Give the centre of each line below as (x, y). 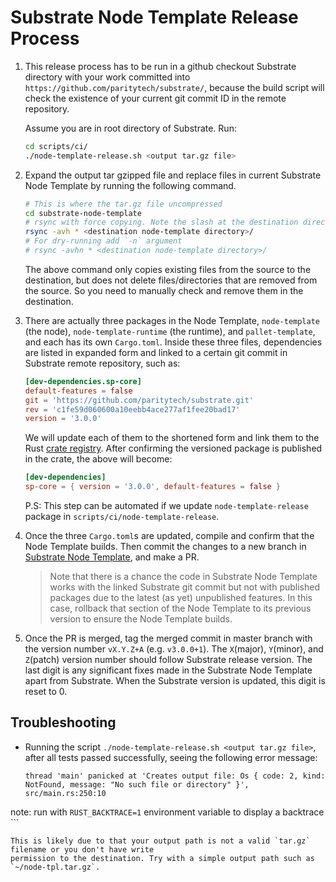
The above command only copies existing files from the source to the (168, 269)
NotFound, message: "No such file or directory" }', (137, 784)
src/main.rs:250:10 (65, 793)
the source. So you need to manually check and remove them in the (164, 290)
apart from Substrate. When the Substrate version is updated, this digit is (175, 681)
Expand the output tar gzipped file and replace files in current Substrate (173, 175)
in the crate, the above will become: (98, 459)
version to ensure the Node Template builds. (141, 619)
